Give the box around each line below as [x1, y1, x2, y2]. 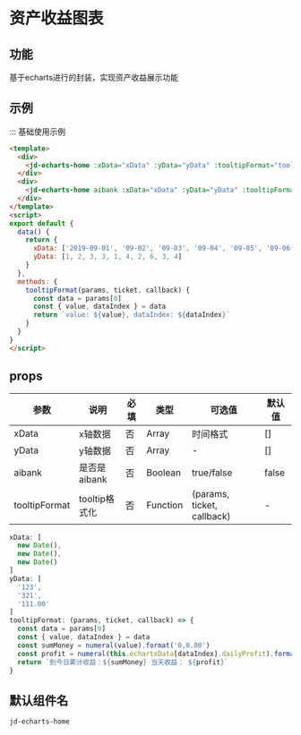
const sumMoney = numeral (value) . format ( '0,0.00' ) [17, 641, 211, 650]
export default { [9, 218, 74, 228]
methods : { [17, 277, 58, 286]
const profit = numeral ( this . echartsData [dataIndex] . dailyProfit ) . [17, 649, 275, 658]
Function [146, 499, 184, 511]
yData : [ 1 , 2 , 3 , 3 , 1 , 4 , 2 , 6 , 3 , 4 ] [32, 252, 183, 261]
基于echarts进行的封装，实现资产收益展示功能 [9, 73, 179, 82]
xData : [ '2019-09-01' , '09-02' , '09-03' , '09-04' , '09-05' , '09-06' [32, 244, 295, 253]
